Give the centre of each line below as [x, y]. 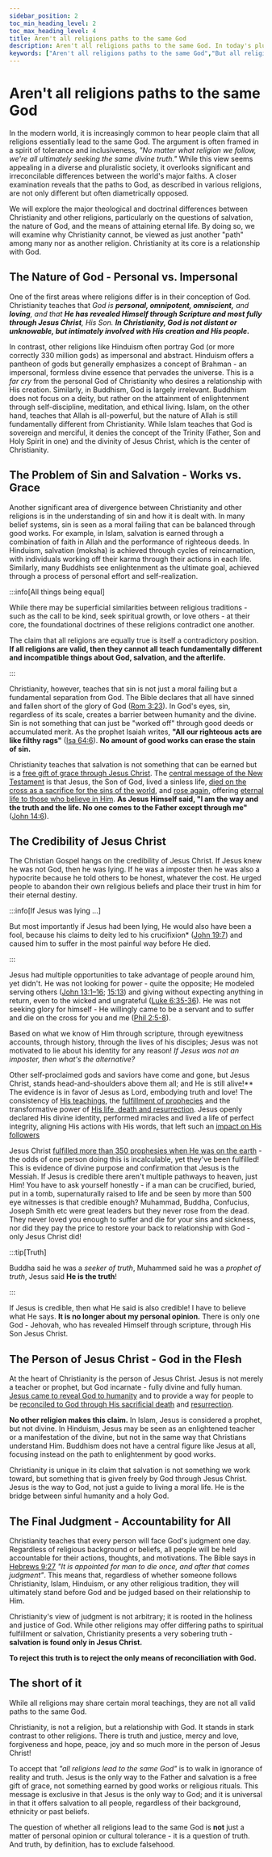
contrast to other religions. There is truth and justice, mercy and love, [124, 1736]
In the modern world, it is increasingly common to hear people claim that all [134, 133]
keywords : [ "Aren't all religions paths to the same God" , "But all [125, 53]
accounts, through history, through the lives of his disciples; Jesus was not [134, 1042]
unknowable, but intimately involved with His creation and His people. [130, 331]
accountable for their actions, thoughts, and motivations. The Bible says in [133, 1558]
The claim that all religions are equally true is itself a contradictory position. [134, 640]
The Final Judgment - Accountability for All [120, 1521]
